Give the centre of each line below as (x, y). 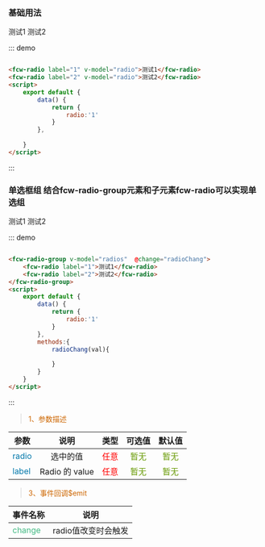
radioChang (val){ (81, 349)
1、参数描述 (47, 419)
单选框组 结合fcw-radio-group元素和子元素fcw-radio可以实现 (128, 190)
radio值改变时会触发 (91, 530)
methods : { (54, 342)
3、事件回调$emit (57, 493)
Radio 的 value (67, 471)
